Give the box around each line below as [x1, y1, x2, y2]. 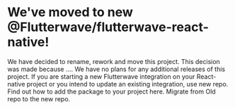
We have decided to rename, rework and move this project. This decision [7, 57, 221, 65]
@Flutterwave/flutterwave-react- [7, 19, 209, 35]
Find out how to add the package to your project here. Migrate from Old [7, 87, 216, 96]
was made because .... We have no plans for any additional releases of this [7, 65, 225, 73]
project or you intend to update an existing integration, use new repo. [26, 79, 229, 88]
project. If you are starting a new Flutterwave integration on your [7, 72, 195, 81]
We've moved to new [7, 4, 133, 20]
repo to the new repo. [7, 94, 71, 103]
